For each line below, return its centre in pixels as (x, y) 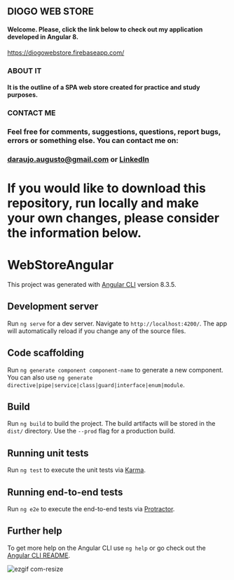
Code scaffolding (46, 353)
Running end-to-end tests (65, 492)
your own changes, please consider (113, 218)
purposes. (23, 95)
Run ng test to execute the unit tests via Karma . (76, 470)
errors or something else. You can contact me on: (93, 140)
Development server (53, 307)
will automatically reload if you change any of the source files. (97, 331)
